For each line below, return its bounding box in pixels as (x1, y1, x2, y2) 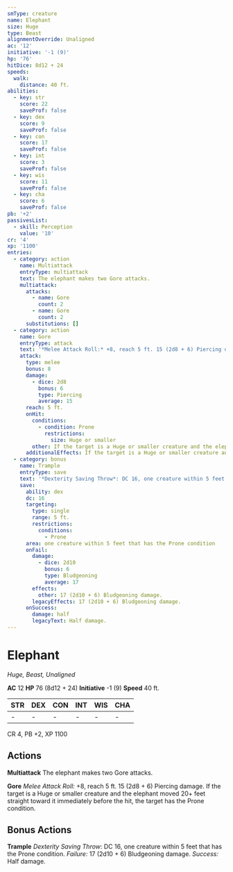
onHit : (25, 411, 45, 418)
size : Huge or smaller (51, 436, 116, 443)
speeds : (7, 68, 30, 75)
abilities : (7, 88, 39, 94)
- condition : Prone (37, 423, 95, 431)
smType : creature (7, 10, 58, 17)
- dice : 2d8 (32, 378, 67, 386)
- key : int (13, 152, 45, 160)
